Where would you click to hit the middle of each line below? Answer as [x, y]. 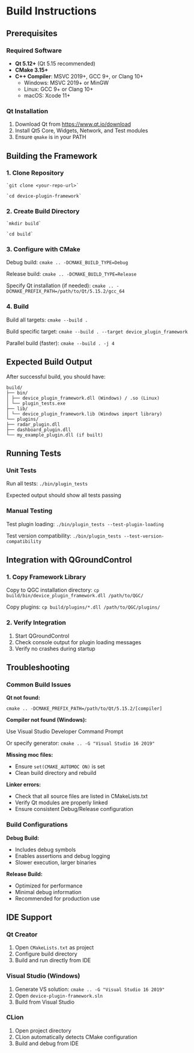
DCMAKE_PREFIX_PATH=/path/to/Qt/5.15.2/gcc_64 [65, 291]
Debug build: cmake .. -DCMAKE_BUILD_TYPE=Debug [67, 262]
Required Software [34, 51]
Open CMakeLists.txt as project [54, 948]
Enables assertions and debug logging [62, 856]
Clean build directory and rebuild [56, 773]
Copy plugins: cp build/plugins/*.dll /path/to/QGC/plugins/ [83, 607]
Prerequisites [32, 33]
